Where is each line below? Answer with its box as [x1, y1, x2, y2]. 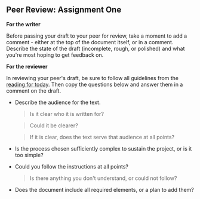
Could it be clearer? [29, 122, 79, 129]
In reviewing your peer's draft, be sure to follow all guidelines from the [6, 74, 179, 81]
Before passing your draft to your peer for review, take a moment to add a [6, 32, 187, 39]
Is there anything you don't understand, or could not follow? [29, 174, 177, 182]
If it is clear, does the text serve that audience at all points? [29, 133, 175, 140]
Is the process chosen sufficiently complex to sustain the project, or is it [14, 145, 192, 152]
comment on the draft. [6, 87, 61, 94]
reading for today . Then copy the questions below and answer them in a [6, 81, 183, 88]
